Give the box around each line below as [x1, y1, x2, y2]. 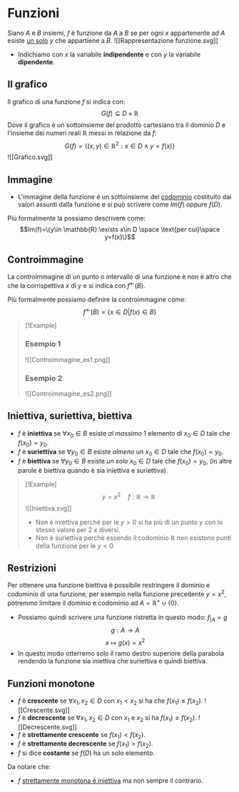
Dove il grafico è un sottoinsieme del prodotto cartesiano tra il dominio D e [7, 120, 226, 129]
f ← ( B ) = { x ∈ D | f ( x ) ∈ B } [83, 306, 157, 316]
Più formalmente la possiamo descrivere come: [7, 214, 146, 223]
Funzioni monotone [7, 677, 96, 690]
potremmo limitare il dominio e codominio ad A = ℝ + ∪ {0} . [7, 598, 180, 607]
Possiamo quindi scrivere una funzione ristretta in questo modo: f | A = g [17, 613, 228, 623]
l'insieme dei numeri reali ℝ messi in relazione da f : [7, 129, 157, 137]
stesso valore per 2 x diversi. [35, 525, 121, 533]
